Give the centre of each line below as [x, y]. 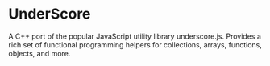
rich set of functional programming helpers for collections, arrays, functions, [135, 44]
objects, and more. [39, 53]
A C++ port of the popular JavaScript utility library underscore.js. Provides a [135, 36]
